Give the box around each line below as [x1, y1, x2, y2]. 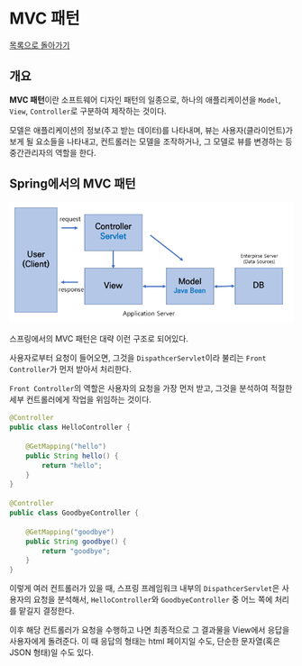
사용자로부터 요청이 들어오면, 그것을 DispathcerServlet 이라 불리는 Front [9, 352, 267, 363]
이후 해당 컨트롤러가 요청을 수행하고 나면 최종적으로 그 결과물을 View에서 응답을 [9, 625, 290, 635]
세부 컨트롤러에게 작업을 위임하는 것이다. [9, 394, 151, 406]
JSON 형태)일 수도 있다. [9, 647, 95, 658]
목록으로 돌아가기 [9, 40, 70, 50]
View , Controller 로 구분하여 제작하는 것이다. [9, 105, 167, 116]
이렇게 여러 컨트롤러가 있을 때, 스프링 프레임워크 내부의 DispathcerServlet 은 [9, 583, 280, 594]
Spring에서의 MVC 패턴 [9, 177, 137, 192]
